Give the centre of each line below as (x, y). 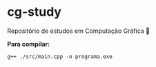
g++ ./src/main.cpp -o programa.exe (60, 56)
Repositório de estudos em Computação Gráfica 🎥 (79, 31)
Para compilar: (29, 44)
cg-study (35, 12)
